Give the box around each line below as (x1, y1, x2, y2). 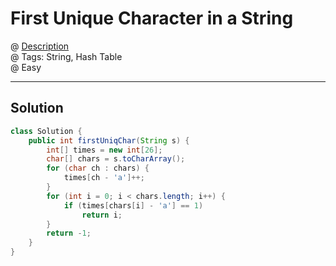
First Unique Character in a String (10, 7, 294, 30)
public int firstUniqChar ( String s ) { (28, 135, 190, 146)
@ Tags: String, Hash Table (10, 50, 123, 62)
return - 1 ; (46, 228, 92, 239)
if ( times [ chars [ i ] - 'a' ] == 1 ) (63, 200, 204, 211)
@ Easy (10, 61, 42, 73)
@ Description (10, 40, 70, 52)
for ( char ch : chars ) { (46, 163, 150, 174)
